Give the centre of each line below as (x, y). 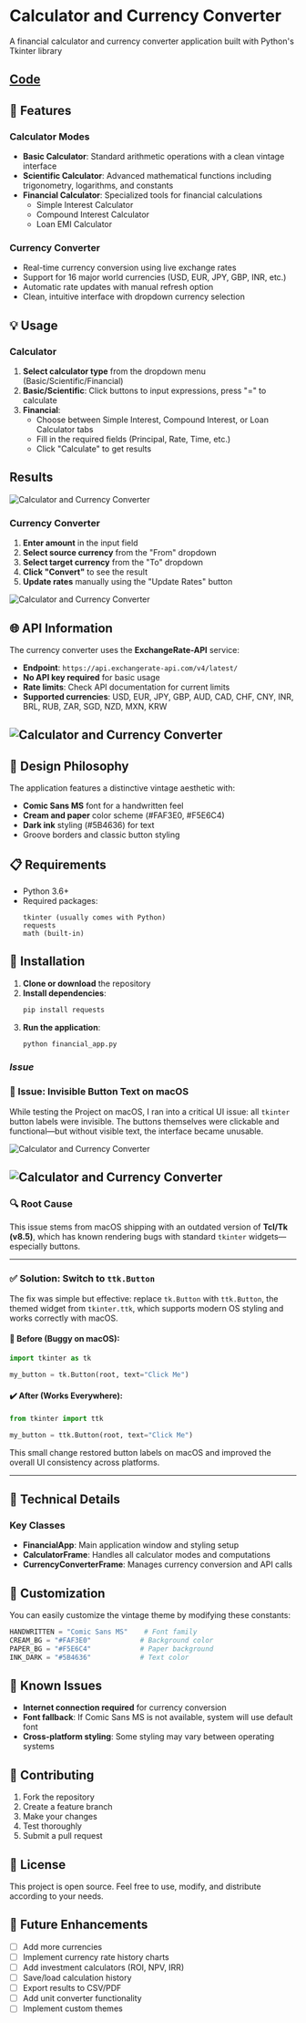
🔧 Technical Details (65, 1499)
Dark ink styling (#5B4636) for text (88, 825)
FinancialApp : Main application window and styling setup (131, 1545)
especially (29, 1247)
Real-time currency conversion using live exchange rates (129, 268)
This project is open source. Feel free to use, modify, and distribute (135, 1887)
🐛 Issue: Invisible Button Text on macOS (99, 1092)
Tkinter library (36, 50)
